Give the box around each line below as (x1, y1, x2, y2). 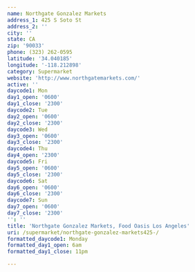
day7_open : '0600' (7, 203, 60, 210)
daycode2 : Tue (7, 107, 48, 114)
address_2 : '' (7, 23, 48, 30)
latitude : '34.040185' (7, 55, 73, 62)
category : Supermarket (7, 68, 73, 75)
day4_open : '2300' (7, 152, 60, 159)
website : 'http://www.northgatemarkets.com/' (7, 74, 140, 82)
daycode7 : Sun (7, 197, 48, 204)
